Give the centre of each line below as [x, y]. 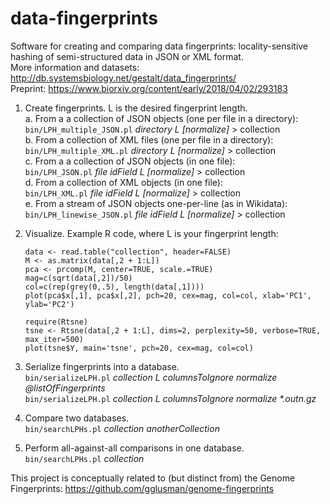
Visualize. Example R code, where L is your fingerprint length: [151, 233]
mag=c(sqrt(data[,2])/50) [78, 278]
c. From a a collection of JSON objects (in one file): [130, 161]
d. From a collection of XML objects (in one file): [123, 182]
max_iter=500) [54, 339]
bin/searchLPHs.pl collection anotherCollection [122, 428]
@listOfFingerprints [65, 388]
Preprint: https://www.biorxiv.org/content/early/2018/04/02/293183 [149, 88]
